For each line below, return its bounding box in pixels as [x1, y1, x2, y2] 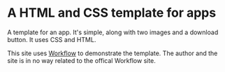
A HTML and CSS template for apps [7, 5, 217, 21]
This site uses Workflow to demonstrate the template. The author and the [7, 49, 218, 57]
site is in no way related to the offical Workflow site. [7, 56, 156, 64]
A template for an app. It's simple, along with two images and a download [7, 28, 219, 36]
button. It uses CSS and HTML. [7, 35, 96, 43]
